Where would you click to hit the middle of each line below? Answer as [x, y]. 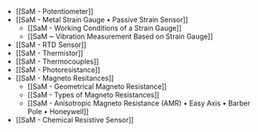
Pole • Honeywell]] [58, 112]
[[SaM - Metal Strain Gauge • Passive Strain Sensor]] [102, 20]
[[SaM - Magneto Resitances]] [64, 78]
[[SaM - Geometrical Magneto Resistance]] [97, 86]
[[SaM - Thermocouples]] [57, 61]
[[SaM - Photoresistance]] [58, 70]
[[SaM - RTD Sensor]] [51, 45]
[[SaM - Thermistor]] [50, 53]
